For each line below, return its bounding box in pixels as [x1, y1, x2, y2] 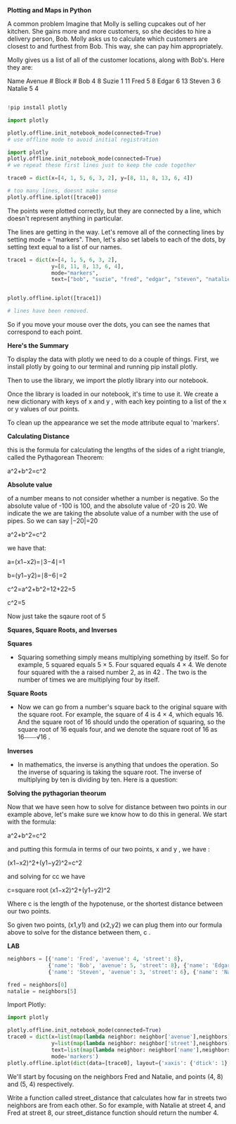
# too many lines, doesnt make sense [7, 187, 118, 194]
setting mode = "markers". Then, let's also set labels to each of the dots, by [7, 235, 226, 244]
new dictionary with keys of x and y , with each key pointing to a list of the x [7, 397, 227, 406]
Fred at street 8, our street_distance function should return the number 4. [7, 1109, 219, 1117]
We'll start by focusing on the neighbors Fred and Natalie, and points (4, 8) [7, 1072, 223, 1080]
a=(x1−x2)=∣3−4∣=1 [7, 558, 65, 566]
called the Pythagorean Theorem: [7, 454, 104, 461]
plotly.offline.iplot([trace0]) [7, 194, 102, 201]
